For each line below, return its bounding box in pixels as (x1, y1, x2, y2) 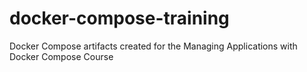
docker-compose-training (9, 7, 230, 30)
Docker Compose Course (9, 50, 114, 62)
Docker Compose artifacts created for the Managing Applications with (9, 40, 298, 52)
